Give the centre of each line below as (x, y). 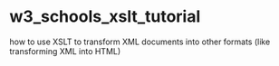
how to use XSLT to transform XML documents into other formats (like (140, 42)
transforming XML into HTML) (65, 51)
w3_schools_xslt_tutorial (105, 17)
